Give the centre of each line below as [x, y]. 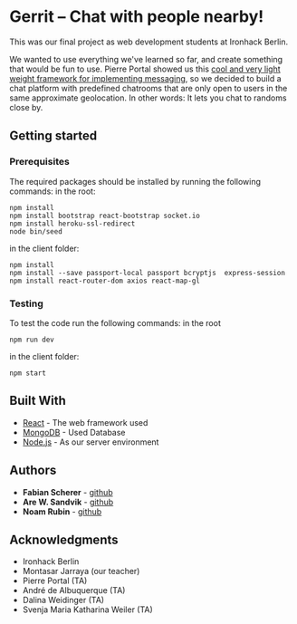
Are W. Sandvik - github [68, 502]
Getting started [53, 136]
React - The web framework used [85, 422]
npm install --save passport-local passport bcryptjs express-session [147, 273]
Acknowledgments [64, 539]
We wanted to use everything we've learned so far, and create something [146, 59]
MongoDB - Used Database [74, 432]
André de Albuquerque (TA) [74, 590]
